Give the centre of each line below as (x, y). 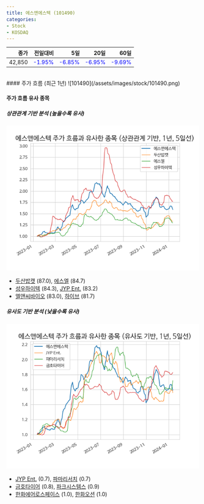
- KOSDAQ (17, 32)
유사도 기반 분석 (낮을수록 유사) (43, 311)
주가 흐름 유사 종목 (28, 98)
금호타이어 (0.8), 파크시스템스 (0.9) (57, 487)
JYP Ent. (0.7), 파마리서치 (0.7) (53, 479)
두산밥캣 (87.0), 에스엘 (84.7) (50, 281)
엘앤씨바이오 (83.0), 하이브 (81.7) (55, 296)
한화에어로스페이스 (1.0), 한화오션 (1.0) (61, 494)
